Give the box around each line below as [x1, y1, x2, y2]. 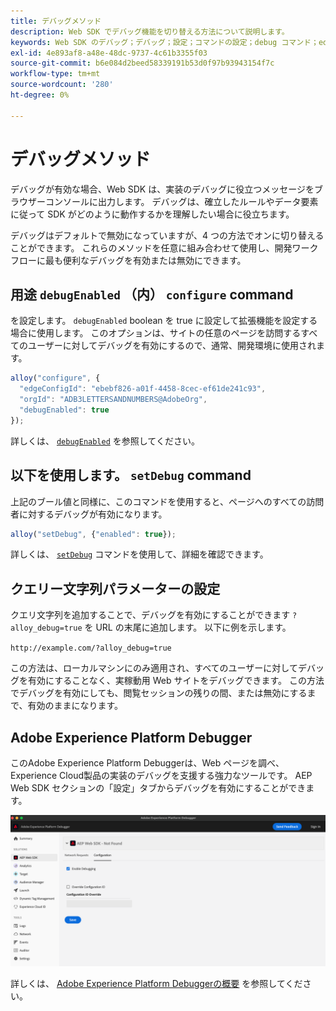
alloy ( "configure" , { [10, 373, 101, 384]
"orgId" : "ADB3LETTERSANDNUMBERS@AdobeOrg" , [19, 395, 208, 405]
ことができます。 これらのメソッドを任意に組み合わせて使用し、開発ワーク [10, 241, 319, 254]
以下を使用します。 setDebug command [10, 467, 252, 484]
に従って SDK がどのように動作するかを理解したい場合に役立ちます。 [10, 208, 295, 220]
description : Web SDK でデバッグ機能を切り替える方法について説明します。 [10, 26, 290, 37]
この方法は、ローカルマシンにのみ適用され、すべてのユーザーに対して [10, 662, 298, 674]
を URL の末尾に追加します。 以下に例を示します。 [84, 621, 292, 634]
